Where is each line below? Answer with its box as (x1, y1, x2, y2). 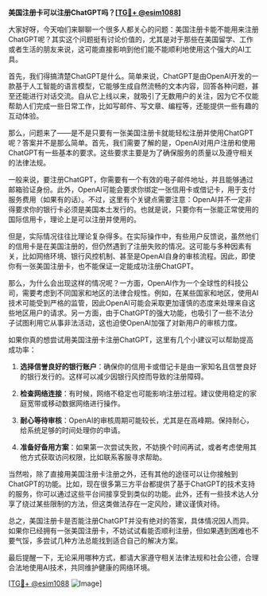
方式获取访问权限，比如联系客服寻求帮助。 (26, 453, 167, 462)
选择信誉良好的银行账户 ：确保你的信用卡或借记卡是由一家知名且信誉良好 (19, 362, 257, 371)
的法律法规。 (8, 158, 50, 167)
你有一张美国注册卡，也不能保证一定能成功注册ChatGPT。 (8, 262, 199, 271)
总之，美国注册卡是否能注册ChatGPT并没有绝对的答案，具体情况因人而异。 (8, 516, 254, 525)
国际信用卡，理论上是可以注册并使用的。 (8, 215, 141, 224)
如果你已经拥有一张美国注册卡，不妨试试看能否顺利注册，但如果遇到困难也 (8, 526, 252, 536)
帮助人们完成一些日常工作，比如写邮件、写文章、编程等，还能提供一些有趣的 (8, 101, 259, 111)
